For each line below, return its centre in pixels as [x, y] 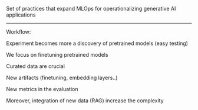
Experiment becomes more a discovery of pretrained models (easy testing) [97, 43]
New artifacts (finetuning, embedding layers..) [62, 77]
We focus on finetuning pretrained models [57, 55]
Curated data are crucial [35, 66]
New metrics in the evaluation [42, 89]
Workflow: [19, 32]
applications [21, 15]
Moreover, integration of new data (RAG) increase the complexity [85, 101]
